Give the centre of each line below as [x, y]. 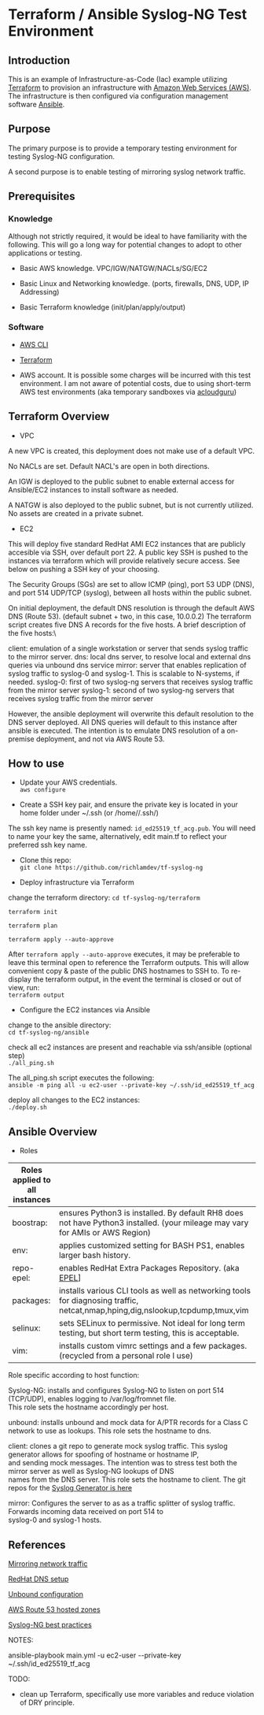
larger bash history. [95, 1256]
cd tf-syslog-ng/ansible [49, 1033]
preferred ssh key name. [48, 845]
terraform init [33, 912]
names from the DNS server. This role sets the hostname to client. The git [127, 1479]
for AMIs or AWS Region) [105, 1233]
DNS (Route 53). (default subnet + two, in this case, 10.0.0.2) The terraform [130, 616]
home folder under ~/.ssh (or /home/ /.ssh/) [89, 813]
